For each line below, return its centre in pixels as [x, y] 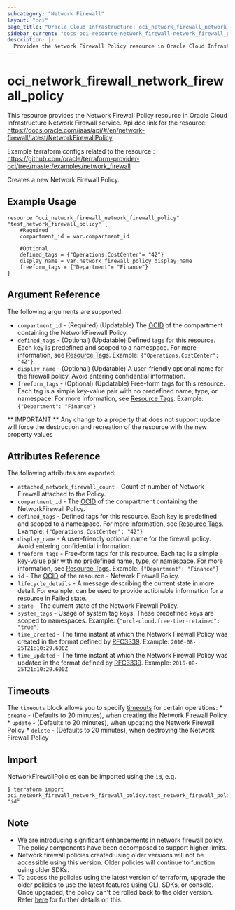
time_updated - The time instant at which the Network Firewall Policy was [122, 656]
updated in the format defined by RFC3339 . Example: [94, 663]
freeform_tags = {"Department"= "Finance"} [84, 267]
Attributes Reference [54, 456]
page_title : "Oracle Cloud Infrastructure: [72, 27]
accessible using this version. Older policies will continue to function [116, 862]
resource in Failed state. [52, 598]
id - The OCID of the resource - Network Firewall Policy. [98, 576]
